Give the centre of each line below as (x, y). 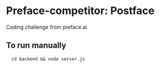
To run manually (36, 45)
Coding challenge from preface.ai (47, 27)
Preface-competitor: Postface (80, 11)
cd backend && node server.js (48, 59)
